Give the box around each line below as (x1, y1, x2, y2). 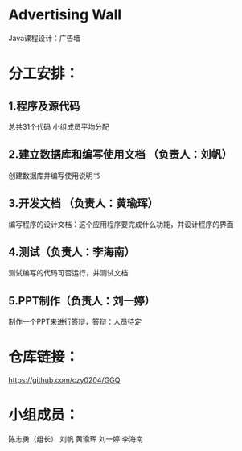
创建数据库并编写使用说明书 (8, 171, 100, 180)
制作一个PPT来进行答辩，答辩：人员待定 (8, 317, 142, 327)
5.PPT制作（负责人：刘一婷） (8, 294, 155, 308)
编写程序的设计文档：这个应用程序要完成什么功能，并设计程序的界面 (8, 219, 234, 229)
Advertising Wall (8, 6, 122, 24)
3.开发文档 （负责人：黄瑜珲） (8, 197, 159, 210)
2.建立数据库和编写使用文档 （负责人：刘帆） (8, 147, 233, 162)
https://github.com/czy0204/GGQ (8, 375, 121, 385)
